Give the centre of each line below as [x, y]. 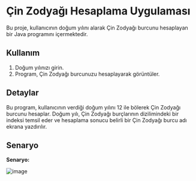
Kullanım [23, 53]
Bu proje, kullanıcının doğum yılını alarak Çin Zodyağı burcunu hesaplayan [97, 28]
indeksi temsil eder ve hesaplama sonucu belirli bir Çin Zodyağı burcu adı [97, 120]
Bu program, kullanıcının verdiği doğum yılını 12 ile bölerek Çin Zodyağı [94, 107]
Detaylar [22, 93]
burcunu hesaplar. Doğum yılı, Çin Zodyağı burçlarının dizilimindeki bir [92, 114]
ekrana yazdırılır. [27, 126]
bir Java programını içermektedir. [47, 34]
